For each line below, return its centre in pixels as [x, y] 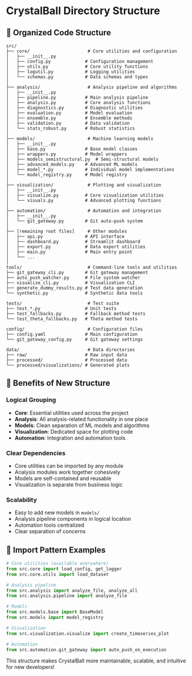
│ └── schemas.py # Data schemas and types [77, 77]
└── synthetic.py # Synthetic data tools [75, 293]
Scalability [21, 499]
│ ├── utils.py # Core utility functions [77, 66]
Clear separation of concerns [50, 531]
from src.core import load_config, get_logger [64, 569]
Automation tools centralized [49, 525]
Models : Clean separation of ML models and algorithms [82, 425]
